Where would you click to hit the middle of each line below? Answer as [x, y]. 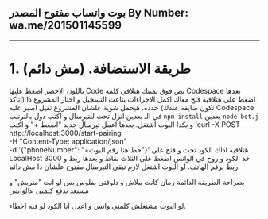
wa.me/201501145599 [66, 26]
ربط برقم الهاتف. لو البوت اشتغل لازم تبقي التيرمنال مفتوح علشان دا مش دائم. [125, 167]
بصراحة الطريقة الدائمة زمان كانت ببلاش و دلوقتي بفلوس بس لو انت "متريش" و [127, 182]
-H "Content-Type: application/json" [68, 141]
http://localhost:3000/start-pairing [65, 133]
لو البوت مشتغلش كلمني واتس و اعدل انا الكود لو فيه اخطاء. [97, 206]
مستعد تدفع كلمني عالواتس [49, 190]
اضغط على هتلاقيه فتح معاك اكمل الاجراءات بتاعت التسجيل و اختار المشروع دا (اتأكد [132, 99]
